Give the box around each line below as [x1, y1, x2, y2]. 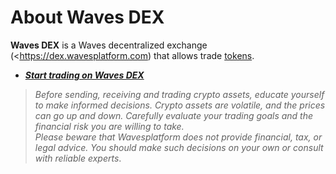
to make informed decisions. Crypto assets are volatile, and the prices [34, 99, 326, 111]
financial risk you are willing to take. [34, 120, 185, 132]
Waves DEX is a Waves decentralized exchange [10, 39, 208, 51]
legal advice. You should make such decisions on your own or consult [34, 141, 324, 153]
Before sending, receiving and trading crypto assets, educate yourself [34, 88, 325, 100]
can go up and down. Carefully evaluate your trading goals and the [34, 109, 314, 121]
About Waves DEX [10, 6, 165, 29]
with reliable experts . [34, 152, 122, 164]
